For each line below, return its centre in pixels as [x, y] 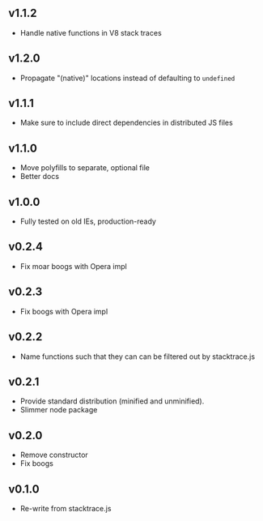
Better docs [39, 177]
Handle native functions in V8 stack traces [91, 32]
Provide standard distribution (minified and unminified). [112, 401]
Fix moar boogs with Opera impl [73, 266]
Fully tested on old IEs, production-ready [88, 221]
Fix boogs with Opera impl [64, 311]
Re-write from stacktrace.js [66, 508]
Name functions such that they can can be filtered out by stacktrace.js [138, 357]
